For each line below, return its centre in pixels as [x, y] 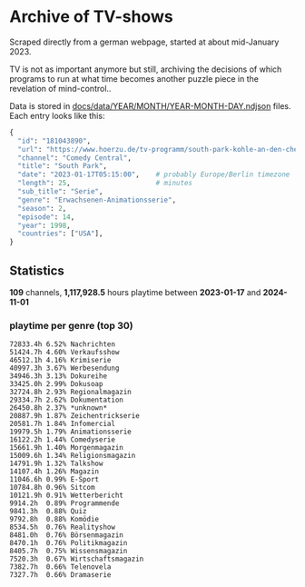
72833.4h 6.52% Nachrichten [63, 344]
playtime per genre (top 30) [71, 325]
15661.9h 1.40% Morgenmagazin [67, 448]
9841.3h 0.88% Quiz [49, 512]
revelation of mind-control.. [60, 88]
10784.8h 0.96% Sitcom [52, 488]
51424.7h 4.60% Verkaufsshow [64, 353]
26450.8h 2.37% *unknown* [58, 408]
